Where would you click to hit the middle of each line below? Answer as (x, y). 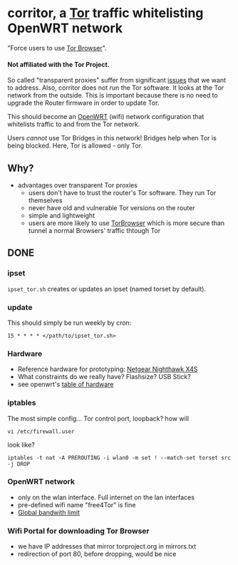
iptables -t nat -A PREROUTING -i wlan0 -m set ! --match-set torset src (119, 457)
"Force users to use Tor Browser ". (57, 48)
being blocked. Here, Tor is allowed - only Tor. (75, 146)
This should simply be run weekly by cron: (69, 323)
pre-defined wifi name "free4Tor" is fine (77, 504)
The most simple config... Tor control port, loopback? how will (98, 418)
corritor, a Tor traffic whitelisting (105, 13)
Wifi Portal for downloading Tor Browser (78, 531)
